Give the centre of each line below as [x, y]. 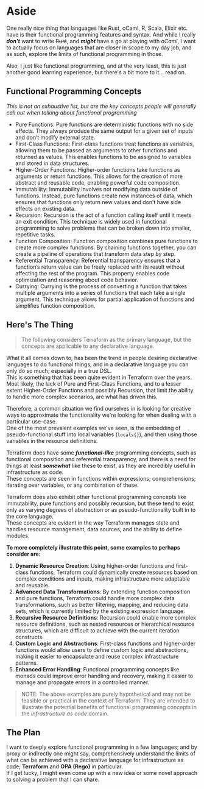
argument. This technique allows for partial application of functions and [105, 299]
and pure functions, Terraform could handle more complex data [95, 598]
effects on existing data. [45, 208]
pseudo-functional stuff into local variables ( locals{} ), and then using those [102, 434]
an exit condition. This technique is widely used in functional [91, 221]
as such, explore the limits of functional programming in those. [85, 54]
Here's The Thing [40, 325]
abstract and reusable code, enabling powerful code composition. [98, 182]
